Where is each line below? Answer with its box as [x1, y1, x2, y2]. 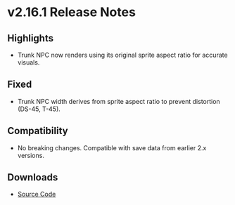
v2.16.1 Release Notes [7, 4, 136, 20]
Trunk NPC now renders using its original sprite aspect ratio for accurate [17, 51, 228, 59]
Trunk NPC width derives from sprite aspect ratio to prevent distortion [17, 97, 220, 105]
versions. [17, 151, 44, 159]
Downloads [7, 171, 58, 183]
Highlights [7, 32, 54, 44]
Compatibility [7, 125, 68, 137]
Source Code [17, 190, 56, 199]
